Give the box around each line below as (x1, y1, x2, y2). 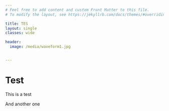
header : (5, 40, 22, 45)
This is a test (5, 91, 32, 97)
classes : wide (5, 31, 35, 36)
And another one (5, 101, 40, 107)
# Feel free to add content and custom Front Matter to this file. (5, 7, 150, 13)
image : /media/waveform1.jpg (10, 44, 71, 49)
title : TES (5, 21, 28, 26)
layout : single (5, 26, 37, 31)
